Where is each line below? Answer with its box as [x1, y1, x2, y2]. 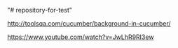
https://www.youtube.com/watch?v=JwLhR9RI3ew [7, 33, 154, 41]
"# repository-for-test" [7, 6, 72, 14]
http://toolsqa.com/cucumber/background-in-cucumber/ [7, 19, 171, 27]
